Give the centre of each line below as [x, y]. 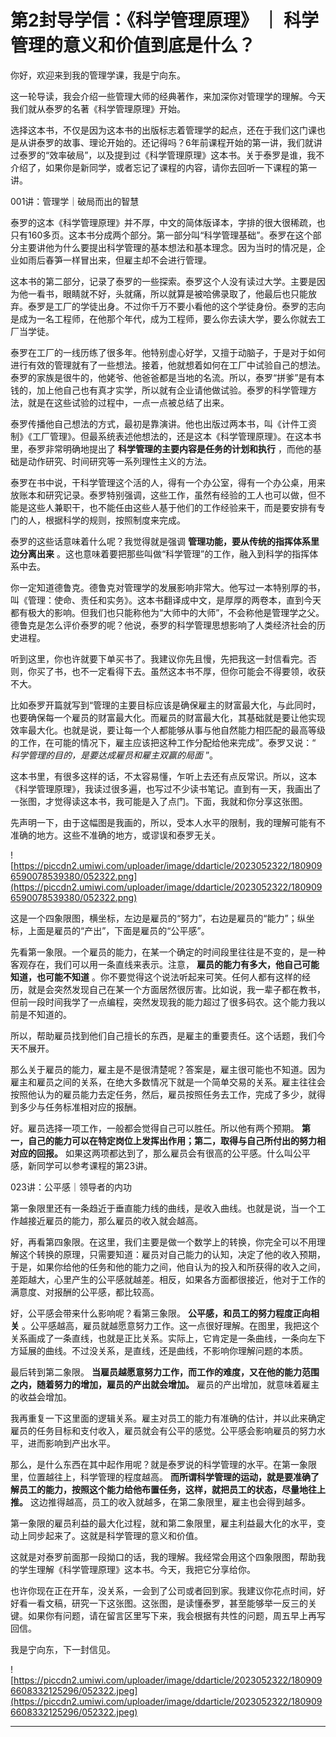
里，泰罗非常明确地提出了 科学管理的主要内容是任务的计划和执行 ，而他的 [161, 448]
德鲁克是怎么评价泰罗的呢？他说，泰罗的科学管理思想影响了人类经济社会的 [163, 625]
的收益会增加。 [41, 1397]
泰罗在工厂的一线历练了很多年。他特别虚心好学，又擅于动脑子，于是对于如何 [168, 352]
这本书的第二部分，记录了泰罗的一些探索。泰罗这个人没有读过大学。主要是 [163, 281]
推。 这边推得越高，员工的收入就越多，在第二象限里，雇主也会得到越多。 [160, 1502]
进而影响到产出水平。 [71, 1443]
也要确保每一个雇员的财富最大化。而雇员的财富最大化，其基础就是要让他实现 [168, 717]
